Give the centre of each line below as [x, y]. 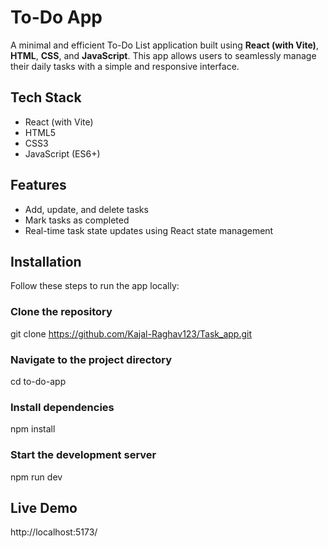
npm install [33, 429]
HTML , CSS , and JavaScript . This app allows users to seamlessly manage [163, 55]
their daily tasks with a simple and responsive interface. [125, 66]
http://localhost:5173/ [54, 532]
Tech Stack [46, 97]
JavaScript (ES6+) [62, 153]
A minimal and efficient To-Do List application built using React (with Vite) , [164, 45]
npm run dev [36, 477]
